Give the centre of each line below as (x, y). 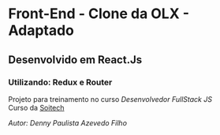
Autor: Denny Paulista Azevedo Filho (68, 122)
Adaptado (41, 30)
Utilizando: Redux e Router (60, 82)
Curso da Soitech (36, 107)
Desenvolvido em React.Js (75, 60)
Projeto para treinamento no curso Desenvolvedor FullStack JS (110, 99)
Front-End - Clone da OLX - (99, 14)
